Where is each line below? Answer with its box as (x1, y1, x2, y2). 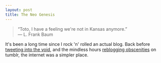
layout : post (5, 7, 33, 13)
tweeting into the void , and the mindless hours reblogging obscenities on (5, 46, 156, 52)
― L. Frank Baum (17, 31, 54, 37)
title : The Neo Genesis (5, 12, 55, 17)
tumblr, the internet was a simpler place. (5, 51, 89, 58)
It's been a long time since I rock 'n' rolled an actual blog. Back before (5, 41, 150, 47)
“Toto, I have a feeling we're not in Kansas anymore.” (17, 26, 127, 32)
